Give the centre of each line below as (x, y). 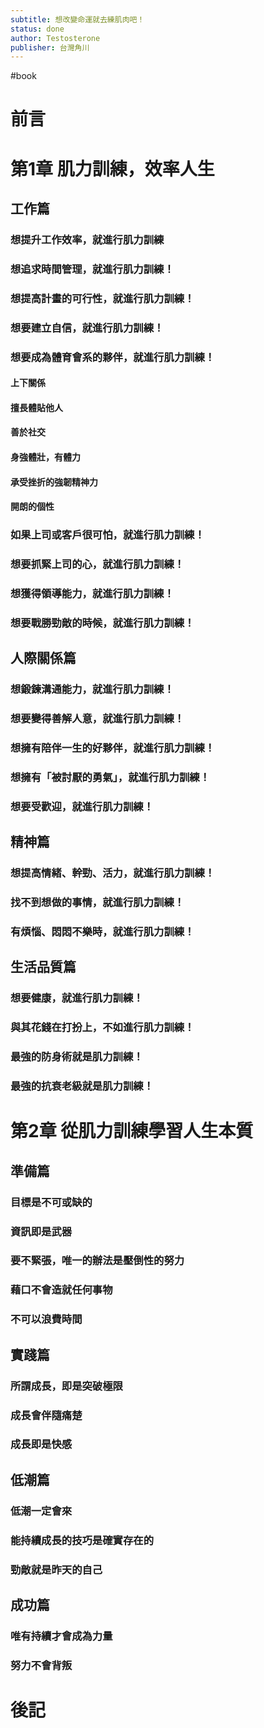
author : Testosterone (55, 38)
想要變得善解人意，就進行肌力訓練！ (97, 719)
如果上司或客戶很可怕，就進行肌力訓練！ (107, 535)
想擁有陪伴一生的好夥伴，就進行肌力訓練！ (113, 748)
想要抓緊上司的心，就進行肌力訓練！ (97, 564)
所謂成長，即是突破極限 (66, 1386)
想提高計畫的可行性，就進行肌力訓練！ (102, 298)
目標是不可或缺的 (51, 1202)
